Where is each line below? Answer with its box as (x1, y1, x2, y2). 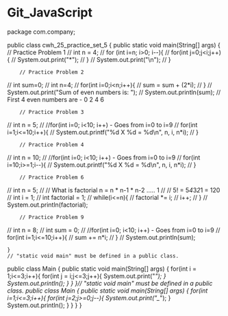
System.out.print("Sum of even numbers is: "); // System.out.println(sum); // (7, 88, 221, 96)
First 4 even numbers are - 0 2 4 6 (7, 95, 105, 104)
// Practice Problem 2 (19, 69, 84, 76)
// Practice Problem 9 (19, 214, 84, 221)
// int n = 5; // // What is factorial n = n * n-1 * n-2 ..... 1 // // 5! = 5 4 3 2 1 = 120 (7, 185, 220, 194)
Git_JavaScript (7, 5, 92, 21)
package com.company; (7, 27, 75, 36)
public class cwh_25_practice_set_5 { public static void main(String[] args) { (7, 41, 220, 49)
